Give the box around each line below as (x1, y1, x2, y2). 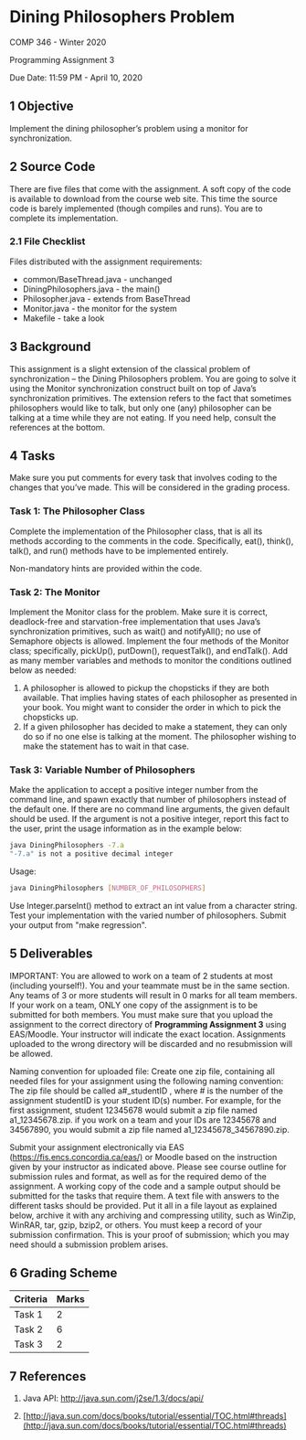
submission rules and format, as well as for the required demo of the (9, 1170, 267, 1181)
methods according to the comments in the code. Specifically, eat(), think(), (9, 535, 294, 546)
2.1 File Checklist (9, 235, 86, 248)
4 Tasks (9, 448, 56, 464)
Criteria (14, 1292, 48, 1305)
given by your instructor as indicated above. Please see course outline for (9, 1161, 287, 1172)
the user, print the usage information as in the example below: (9, 823, 242, 834)
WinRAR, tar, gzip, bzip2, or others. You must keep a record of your (9, 1219, 263, 1231)
